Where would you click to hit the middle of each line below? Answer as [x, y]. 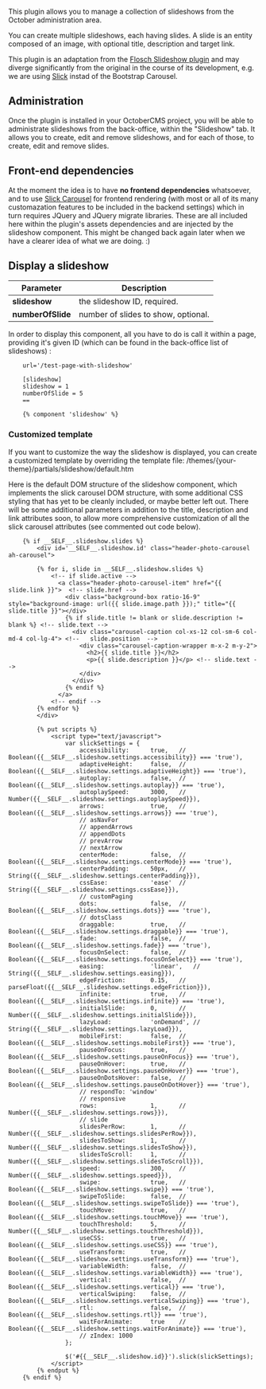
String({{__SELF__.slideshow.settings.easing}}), [92, 973]
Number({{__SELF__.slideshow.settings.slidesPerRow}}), [102, 1133]
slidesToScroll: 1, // [133, 1154]
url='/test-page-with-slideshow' [78, 366]
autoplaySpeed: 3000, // [133, 792]
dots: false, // [133, 903]
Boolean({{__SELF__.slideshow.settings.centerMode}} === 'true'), [120, 862]
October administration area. [55, 20]
